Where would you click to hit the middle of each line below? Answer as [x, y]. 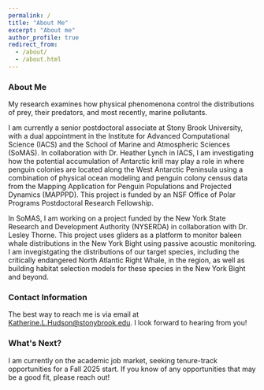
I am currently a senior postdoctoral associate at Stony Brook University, [126, 128]
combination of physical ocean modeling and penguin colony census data [128, 178]
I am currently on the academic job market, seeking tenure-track [113, 360]
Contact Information [48, 298]
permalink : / [30, 15]
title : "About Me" [38, 23]
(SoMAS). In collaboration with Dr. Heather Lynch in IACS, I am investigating [131, 153]
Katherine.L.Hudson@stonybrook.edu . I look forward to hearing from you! [128, 323]
